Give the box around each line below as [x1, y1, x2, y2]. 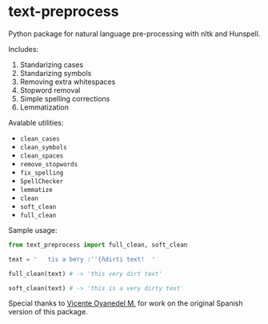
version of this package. [8, 307, 88, 317]
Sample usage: [8, 225, 58, 234]
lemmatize [19, 186, 54, 194]
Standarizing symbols [19, 68, 92, 78]
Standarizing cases [19, 59, 84, 70]
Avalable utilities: [8, 118, 64, 127]
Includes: [8, 44, 38, 54]
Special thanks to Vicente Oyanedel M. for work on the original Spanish [8, 298, 243, 308]
